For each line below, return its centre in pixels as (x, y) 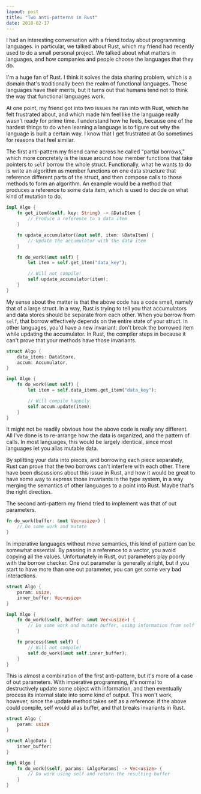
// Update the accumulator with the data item (87, 241)
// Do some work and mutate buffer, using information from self (111, 626)
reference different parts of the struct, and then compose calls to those (94, 177)
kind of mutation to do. (34, 197)
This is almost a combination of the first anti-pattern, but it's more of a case (100, 676)
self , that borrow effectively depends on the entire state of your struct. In (97, 321)
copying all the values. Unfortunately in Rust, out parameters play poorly (96, 556)
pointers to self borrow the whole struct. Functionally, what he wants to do (99, 165)
